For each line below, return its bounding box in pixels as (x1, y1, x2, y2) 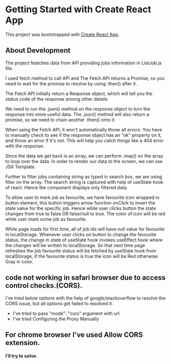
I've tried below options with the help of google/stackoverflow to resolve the (5, 295, 166, 301)
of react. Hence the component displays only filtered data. (5, 184, 128, 190)
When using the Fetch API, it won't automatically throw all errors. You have (5, 126, 162, 132)
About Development (5, 46, 70, 55)
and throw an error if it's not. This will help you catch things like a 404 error (5, 137, 164, 144)
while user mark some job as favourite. (5, 216, 87, 222)
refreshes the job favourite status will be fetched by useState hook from (5, 247, 157, 254)
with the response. (5, 143, 45, 149)
